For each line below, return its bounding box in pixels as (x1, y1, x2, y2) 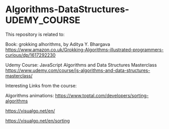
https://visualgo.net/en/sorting (5, 117, 70, 123)
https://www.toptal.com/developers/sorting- (54, 92, 149, 98)
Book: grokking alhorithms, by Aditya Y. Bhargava (5, 41, 110, 47)
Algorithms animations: (5, 92, 54, 98)
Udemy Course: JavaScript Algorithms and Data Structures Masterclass (5, 62, 157, 68)
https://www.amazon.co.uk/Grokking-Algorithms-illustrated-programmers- (5, 46, 164, 53)
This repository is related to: (5, 31, 65, 37)
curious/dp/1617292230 (5, 52, 56, 58)
